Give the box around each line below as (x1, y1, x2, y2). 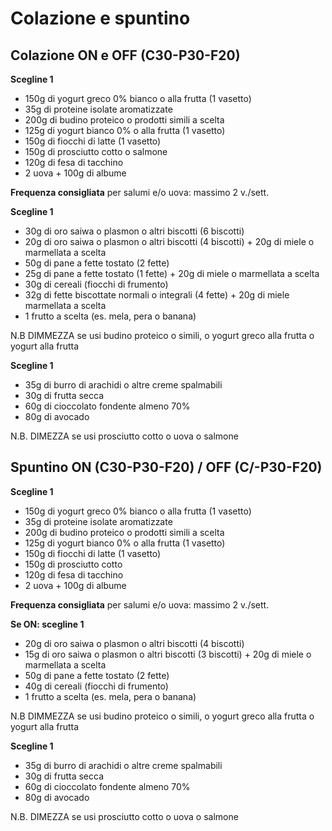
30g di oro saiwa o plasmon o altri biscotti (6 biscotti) (24, 225, 245, 237)
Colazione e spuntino (10, 7, 191, 30)
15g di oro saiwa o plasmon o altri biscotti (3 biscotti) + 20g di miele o (24, 648, 312, 660)
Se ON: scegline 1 (10, 618, 85, 630)
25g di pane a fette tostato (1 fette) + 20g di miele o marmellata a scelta (24, 268, 320, 279)
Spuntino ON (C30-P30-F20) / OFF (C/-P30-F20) (10, 459, 323, 476)
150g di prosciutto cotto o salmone (24, 146, 168, 157)
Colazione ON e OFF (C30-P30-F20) (10, 47, 241, 64)
